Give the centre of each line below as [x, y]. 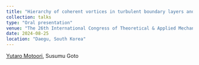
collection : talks [29, 17]
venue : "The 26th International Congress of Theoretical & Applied [91, 28]
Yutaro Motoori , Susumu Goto [42, 56]
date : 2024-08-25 [28, 34]
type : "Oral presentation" [39, 22]
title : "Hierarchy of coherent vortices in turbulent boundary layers [95, 12]
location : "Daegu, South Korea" [46, 39]
